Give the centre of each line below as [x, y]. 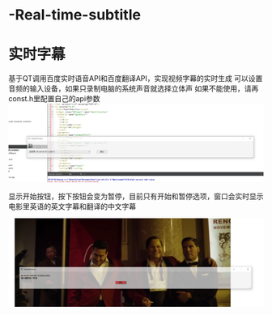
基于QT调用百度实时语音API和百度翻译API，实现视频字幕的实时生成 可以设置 [136, 79]
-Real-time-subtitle [75, 15]
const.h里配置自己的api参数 [54, 99]
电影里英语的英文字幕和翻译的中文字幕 [72, 206]
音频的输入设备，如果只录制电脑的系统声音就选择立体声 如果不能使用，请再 [134, 89]
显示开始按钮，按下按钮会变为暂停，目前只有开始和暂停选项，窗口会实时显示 [136, 197]
